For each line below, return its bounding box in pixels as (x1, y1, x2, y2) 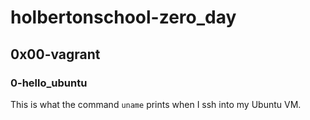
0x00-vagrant (10, 46, 101, 63)
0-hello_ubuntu (10, 76, 88, 90)
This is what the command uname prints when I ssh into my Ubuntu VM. (10, 98, 302, 110)
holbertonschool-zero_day (10, 6, 237, 29)
